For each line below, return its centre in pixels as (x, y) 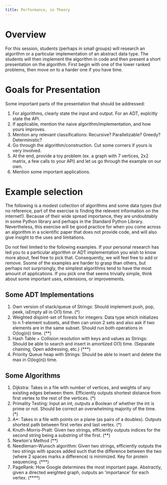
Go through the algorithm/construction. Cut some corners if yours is (82, 145)
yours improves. (29, 129)
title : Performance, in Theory (38, 10)
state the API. (26, 118)
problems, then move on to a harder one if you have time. (64, 69)
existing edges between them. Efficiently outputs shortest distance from (86, 393)
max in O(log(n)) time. (35, 360)
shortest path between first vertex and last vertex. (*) (67, 425)
